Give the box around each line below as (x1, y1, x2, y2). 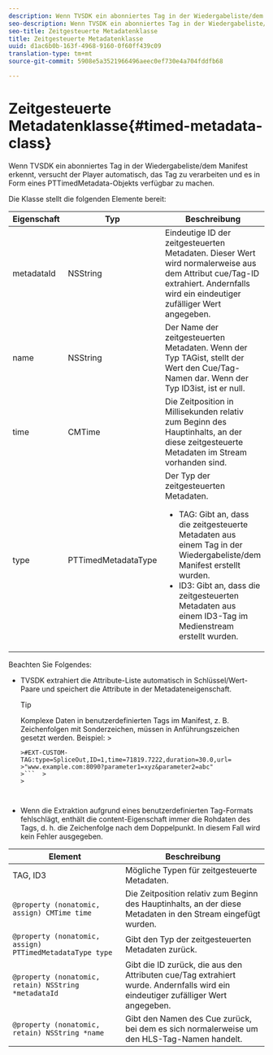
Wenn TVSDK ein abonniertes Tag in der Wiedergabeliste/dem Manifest (8, 160, 249, 171)
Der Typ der (165, 469, 211, 481)
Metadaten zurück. (124, 944, 197, 955)
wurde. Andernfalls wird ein (124, 979, 230, 991)
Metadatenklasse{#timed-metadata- (8, 117, 263, 135)
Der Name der (165, 321, 219, 333)
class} (8, 134, 52, 153)
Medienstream (178, 620, 234, 631)
